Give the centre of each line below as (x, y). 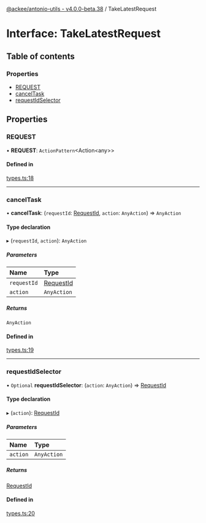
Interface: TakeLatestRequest (84, 34)
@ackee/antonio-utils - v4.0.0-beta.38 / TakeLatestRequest (82, 9)
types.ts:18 (20, 178)
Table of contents (40, 56)
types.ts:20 (21, 513)
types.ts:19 (20, 350)
